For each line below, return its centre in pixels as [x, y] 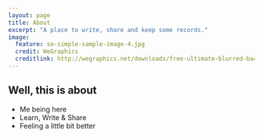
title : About [29, 23]
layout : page [29, 15]
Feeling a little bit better [58, 126]
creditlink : [35, 59]
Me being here [43, 109]
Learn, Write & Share [53, 117]
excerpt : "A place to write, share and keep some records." [108, 30]
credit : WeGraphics [47, 51]
